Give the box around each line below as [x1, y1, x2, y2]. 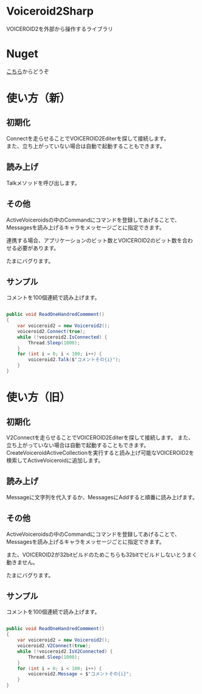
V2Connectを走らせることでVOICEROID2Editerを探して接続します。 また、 [6, 433, 194, 441]
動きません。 [6, 558, 38, 566]
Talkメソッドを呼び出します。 [6, 179, 80, 186]
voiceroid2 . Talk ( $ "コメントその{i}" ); [28, 357, 121, 363]
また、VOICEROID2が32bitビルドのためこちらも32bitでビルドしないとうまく [6, 551, 198, 558]
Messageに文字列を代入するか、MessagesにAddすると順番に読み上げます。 [6, 493, 198, 500]
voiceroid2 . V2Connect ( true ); [17, 643, 91, 649]
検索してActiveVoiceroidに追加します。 [6, 457, 104, 464]
